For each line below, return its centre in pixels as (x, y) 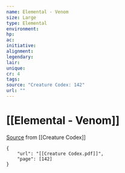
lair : (13, 62)
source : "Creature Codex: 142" (46, 85)
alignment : (20, 51)
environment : (23, 29)
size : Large (21, 18)
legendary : (20, 57)
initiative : (21, 46)
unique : (16, 68)
